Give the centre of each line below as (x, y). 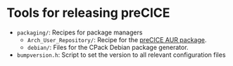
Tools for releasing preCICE (88, 13)
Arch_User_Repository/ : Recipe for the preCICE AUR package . (117, 39)
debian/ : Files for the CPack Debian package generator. (108, 47)
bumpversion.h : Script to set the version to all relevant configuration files (121, 55)
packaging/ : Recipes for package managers (80, 32)
